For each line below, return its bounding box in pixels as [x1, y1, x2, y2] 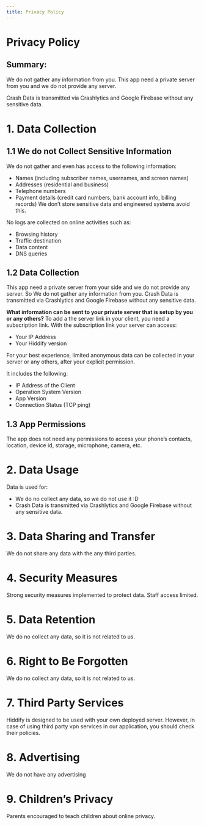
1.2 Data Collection [6, 268, 79, 278]
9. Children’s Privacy [6, 792, 114, 806]
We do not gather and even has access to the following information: [6, 163, 177, 170]
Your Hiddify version [15, 340, 67, 347]
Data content [15, 243, 48, 250]
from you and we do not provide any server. [6, 82, 117, 89]
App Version [15, 395, 47, 402]
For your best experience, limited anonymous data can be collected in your [6, 352, 195, 359]
